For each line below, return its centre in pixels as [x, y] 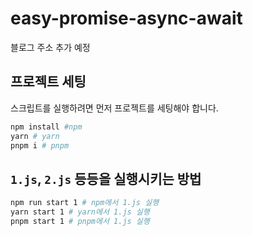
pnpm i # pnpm [40, 145]
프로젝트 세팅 [48, 82]
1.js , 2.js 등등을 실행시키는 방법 [106, 178]
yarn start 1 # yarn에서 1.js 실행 [80, 212]
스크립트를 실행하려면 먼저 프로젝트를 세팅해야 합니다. [114, 108]
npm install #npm [46, 127]
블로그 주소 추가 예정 [50, 47]
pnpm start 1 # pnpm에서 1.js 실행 [80, 221]
